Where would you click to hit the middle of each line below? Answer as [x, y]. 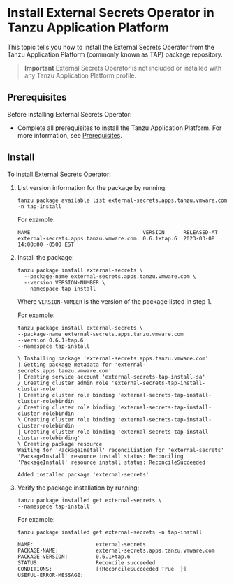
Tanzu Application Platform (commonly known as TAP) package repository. [115, 54]
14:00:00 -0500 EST [46, 244]
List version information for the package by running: [92, 187]
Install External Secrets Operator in [111, 13]
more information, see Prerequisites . [70, 135]
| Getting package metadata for [64, 365]
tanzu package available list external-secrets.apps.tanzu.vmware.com [122, 200]
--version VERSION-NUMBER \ [65, 282]
